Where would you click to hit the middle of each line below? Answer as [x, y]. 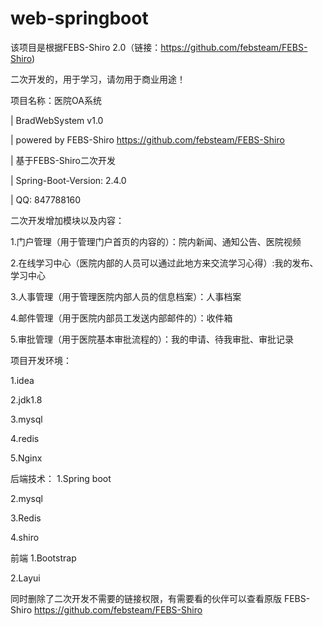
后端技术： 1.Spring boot [61, 478]
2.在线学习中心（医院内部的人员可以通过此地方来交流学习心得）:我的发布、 [164, 263]
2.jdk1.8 [26, 399]
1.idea [22, 380]
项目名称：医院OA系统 [56, 100]
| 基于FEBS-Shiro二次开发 [63, 160]
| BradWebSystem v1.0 [57, 120]
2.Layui [25, 578]
